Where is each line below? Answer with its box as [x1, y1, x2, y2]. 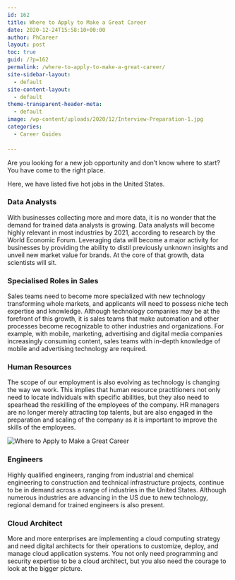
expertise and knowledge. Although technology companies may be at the [7, 307, 220, 316]
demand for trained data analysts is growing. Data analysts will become [7, 220, 215, 229]
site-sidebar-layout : [7, 71, 71, 78]
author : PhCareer [7, 34, 59, 41]
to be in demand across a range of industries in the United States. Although [7, 485, 227, 494]
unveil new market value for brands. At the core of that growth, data [7, 251, 205, 259]
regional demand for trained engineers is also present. [7, 500, 165, 509]
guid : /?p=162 [7, 57, 49, 64]
